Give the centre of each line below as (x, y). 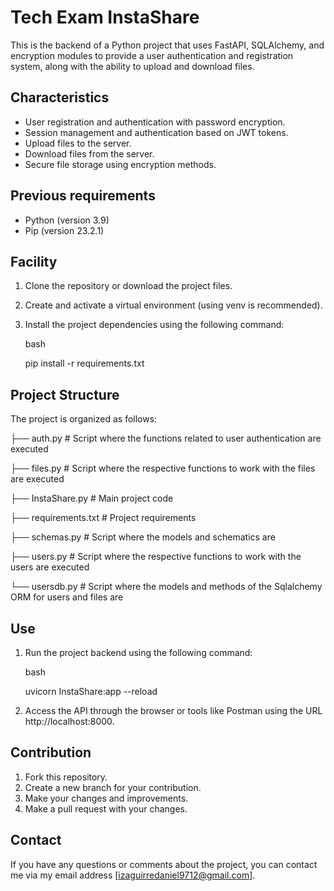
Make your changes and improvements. (106, 798)
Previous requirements (83, 196)
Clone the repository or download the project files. (128, 286)
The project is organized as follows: (84, 419)
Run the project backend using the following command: (138, 652)
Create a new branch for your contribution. (113, 787)
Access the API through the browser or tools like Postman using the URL (173, 710)
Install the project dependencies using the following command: (154, 325)
